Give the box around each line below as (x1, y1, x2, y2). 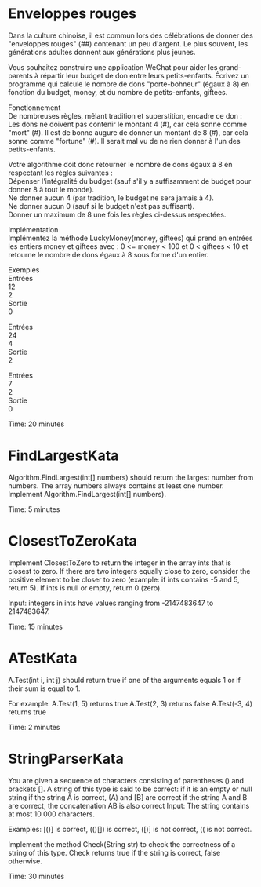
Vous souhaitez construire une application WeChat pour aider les (8, 62, 218, 71)
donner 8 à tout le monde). (8, 184, 95, 194)
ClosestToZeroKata (8, 532, 137, 550)
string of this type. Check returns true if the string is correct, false (8, 848, 221, 857)
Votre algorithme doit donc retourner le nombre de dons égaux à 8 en (8, 159, 233, 169)
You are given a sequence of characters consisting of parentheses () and (8, 776, 245, 785)
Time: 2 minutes (8, 722, 60, 732)
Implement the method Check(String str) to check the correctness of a (8, 839, 236, 849)
